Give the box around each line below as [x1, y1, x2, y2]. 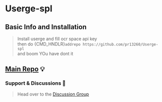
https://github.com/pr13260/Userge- [82, 42, 159, 47]
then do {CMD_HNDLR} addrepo [17, 41, 81, 47]
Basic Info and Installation [5, 23, 87, 31]
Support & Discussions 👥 [5, 80, 66, 87]
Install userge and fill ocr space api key [17, 36, 98, 42]
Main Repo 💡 [5, 65, 45, 73]
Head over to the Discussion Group [17, 91, 89, 97]
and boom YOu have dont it [17, 51, 73, 56]
